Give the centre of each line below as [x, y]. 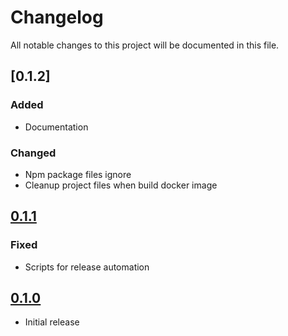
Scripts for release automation [87, 267]
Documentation [56, 127]
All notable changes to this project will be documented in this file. [145, 45]
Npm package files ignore [78, 174]
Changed [33, 153]
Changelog [57, 17]
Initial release [52, 322]
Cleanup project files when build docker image [121, 185]
